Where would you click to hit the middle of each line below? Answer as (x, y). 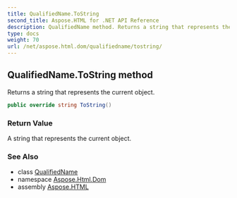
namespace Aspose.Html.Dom (62, 180)
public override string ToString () (60, 105)
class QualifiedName (48, 172)
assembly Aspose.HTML (53, 187)
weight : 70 (23, 40)
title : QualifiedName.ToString (53, 14)
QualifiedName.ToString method (80, 75)
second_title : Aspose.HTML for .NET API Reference (83, 20)
